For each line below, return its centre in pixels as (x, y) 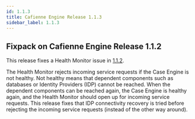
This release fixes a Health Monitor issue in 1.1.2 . (65, 61)
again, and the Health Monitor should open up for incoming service (88, 97)
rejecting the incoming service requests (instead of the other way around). (97, 110)
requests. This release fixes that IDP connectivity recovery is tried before (95, 103)
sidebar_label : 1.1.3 (33, 22)
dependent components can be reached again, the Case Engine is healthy (97, 91)
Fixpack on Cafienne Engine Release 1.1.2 (84, 46)
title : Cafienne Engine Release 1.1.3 (54, 17)
